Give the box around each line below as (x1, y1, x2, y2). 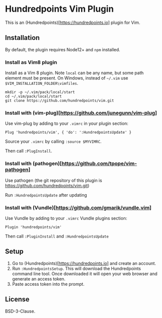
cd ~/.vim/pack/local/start (5, 94, 62, 99)
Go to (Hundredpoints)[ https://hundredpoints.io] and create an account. (12, 260, 157, 266)
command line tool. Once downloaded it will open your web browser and (12, 271, 158, 277)
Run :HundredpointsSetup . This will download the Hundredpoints (12, 265, 141, 271)
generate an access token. (12, 276, 66, 281)
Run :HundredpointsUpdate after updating (5, 192, 88, 198)
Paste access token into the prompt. (12, 281, 85, 287)
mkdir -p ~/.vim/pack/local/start (5, 90, 75, 95)
